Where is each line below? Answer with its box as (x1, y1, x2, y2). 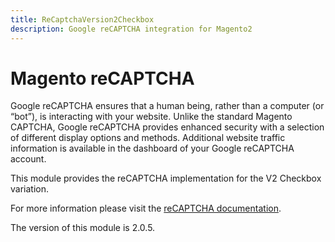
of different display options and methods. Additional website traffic (10, 132, 286, 144)
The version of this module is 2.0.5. (10, 222, 156, 234)
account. (10, 153, 47, 165)
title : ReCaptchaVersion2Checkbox (10, 14, 155, 25)
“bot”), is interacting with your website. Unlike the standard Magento (10, 111, 293, 123)
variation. (10, 183, 49, 195)
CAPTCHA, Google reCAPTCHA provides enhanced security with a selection (10, 121, 325, 133)
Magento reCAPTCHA (10, 67, 195, 90)
